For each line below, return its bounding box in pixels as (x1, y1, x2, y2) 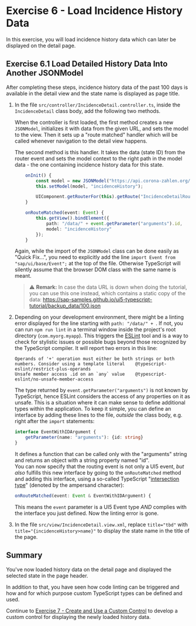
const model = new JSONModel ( (36, 178, 109, 184)
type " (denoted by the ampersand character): (14, 482, 125, 489)
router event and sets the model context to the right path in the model (14, 155, 183, 162)
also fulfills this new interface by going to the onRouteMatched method (14, 469, 181, 476)
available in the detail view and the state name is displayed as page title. (6, 89, 180, 97)
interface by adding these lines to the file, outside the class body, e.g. (14, 411, 183, 419)
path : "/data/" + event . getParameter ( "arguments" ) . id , (46, 220, 183, 226)
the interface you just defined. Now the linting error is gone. (14, 510, 159, 517)
